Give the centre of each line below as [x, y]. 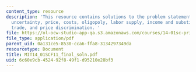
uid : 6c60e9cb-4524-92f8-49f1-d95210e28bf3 [60, 60]
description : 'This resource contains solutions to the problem [86, 17]
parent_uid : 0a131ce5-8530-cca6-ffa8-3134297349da [69, 44]
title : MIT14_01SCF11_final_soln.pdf [52, 55]
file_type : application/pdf [40, 38]
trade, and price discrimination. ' [56, 28]
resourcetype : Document [35, 49]
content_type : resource [35, 11]
